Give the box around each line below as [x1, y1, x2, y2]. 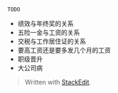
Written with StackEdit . [24, 78, 92, 86]
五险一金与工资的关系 [17, 28, 80, 36]
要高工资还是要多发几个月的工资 [17, 46, 111, 54]
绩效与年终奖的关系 [17, 19, 74, 28]
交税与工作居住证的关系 [17, 37, 86, 45]
